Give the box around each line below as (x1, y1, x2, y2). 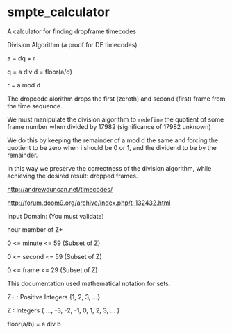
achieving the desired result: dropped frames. (7, 172, 138, 180)
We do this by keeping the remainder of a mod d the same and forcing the (7, 136, 219, 144)
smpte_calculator (7, 4, 110, 20)
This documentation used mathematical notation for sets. (7, 279, 171, 287)
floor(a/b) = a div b (7, 319, 61, 328)
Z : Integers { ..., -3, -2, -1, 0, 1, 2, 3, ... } (7, 306, 120, 315)
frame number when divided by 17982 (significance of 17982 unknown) (7, 122, 211, 131)
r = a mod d (7, 81, 40, 89)
